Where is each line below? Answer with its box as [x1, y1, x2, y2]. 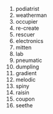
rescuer [15, 31, 36, 38]
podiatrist [15, 5, 40, 12]
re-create [15, 24, 40, 32]
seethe [15, 102, 33, 109]
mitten [15, 44, 32, 51]
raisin [15, 89, 30, 96]
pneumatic [15, 57, 43, 64]
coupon [15, 95, 35, 102]
